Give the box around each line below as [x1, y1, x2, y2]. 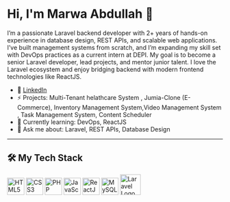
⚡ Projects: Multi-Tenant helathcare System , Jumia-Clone [16, 93, 181, 101]
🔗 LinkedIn [16, 86, 47, 94]
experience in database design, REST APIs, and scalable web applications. [7, 36, 218, 44]
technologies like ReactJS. [7, 72, 82, 81]
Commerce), [16, 103, 53, 112]
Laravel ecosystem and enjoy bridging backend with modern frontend [7, 65, 204, 73]
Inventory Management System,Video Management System [53, 103, 222, 112]
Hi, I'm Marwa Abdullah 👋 [7, 6, 154, 22]
